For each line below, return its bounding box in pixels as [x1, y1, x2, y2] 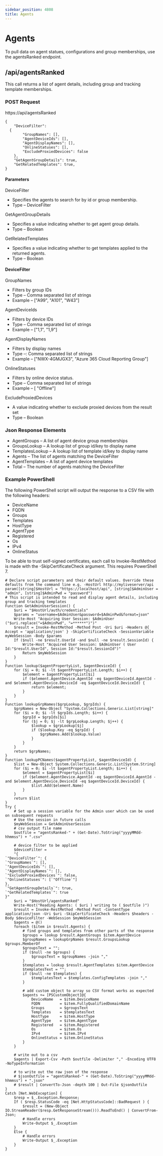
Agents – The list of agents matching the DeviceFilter [12, 453, 119, 459]
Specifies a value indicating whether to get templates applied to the [12, 245, 148, 251]
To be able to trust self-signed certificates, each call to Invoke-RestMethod [5, 558, 156, 564]
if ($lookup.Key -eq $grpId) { [31, 728, 95, 732]
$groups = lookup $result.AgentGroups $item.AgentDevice [22, 933, 141, 938]
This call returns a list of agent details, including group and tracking [5, 81, 141, 87]
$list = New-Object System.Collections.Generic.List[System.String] [14, 762, 156, 767]
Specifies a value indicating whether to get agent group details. [12, 221, 140, 227]
